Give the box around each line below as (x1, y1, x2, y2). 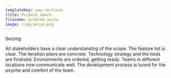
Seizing (5, 36, 22, 42)
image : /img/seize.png (5, 21, 54, 27)
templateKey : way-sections (5, 7, 63, 13)
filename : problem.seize (5, 17, 59, 22)
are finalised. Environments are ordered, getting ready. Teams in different (5, 57, 160, 63)
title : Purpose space (5, 12, 52, 17)
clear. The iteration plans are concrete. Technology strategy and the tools (5, 51, 161, 57)
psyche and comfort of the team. (5, 67, 75, 73)
